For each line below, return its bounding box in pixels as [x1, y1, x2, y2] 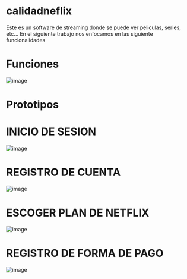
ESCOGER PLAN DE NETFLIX [6, 206, 150, 220]
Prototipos [6, 98, 59, 111]
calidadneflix [6, 4, 72, 18]
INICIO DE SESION [6, 125, 97, 139]
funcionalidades [6, 36, 46, 43]
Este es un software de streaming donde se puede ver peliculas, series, [6, 24, 181, 31]
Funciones [6, 58, 59, 71]
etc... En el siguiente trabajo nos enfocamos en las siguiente [6, 30, 153, 37]
